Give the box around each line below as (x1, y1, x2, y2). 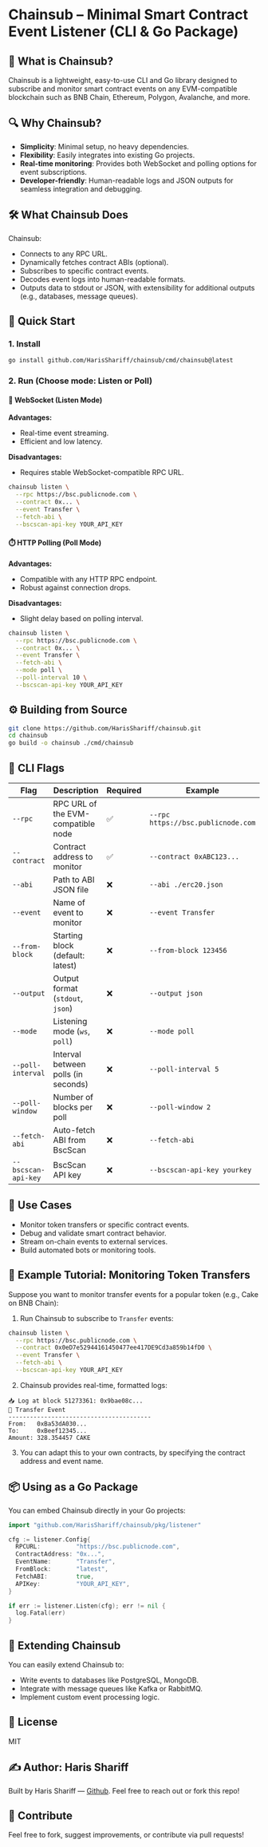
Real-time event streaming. (19, 429, 109, 438)
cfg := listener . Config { (8, 1535, 91, 1544)
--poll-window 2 (148, 1103, 211, 1112)
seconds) (53, 1079, 89, 1090)
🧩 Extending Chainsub (8, 1639, 121, 1652)
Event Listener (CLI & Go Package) (8, 22, 239, 41)
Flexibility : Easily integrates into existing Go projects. (19, 150, 195, 160)
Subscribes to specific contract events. (19, 266, 149, 275)
